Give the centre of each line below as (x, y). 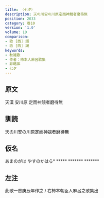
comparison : (17, 37)
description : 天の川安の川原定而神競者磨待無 (46, 14)
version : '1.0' (20, 28)
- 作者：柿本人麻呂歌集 (26, 59)
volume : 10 (16, 32)
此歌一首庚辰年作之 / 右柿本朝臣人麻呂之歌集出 (52, 191)
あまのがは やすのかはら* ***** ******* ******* (52, 161)
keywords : (15, 50)
